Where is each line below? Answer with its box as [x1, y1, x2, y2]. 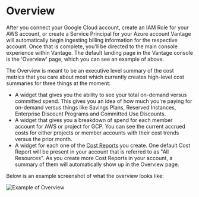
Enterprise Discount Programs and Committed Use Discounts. [14, 110, 166, 117]
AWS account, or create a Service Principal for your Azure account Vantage [6, 30, 191, 37]
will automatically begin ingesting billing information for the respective [6, 36, 178, 43]
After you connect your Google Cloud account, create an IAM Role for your [6, 24, 189, 31]
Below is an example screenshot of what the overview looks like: [6, 172, 165, 179]
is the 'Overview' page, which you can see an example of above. [6, 55, 165, 62]
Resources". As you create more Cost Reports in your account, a [14, 154, 173, 161]
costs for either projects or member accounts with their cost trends [14, 129, 179, 136]
